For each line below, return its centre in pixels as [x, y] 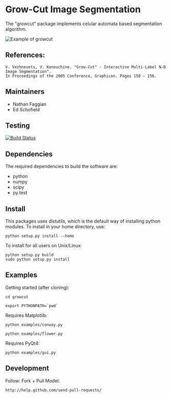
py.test [20, 193]
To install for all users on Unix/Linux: [44, 245]
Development [27, 369]
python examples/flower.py [34, 334]
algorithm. [16, 29]
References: [25, 55]
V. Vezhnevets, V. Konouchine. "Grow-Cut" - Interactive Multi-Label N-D [86, 67]
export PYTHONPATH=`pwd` [32, 306]
